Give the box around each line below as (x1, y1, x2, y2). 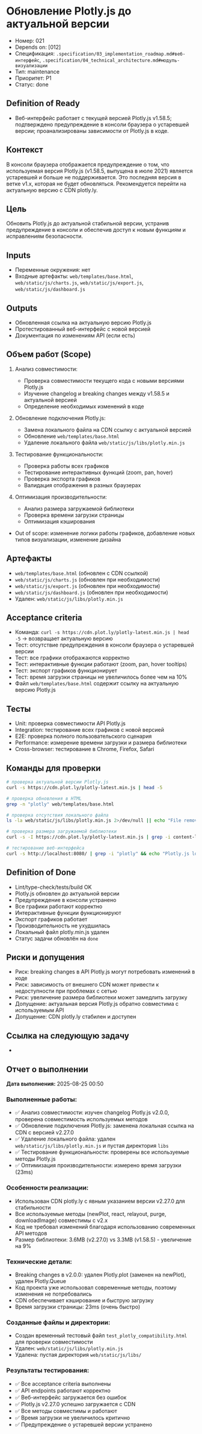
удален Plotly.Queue (14, 1277, 66, 1284)
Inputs (6, 250, 31, 260)
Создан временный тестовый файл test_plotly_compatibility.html (14, 1332, 188, 1339)
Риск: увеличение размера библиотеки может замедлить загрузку (14, 994, 188, 1001)
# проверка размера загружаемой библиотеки (6, 828, 117, 834)
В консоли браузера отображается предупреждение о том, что (6, 161, 170, 168)
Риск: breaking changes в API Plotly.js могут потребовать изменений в (14, 968, 195, 976)
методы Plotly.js (14, 1155, 56, 1163)
